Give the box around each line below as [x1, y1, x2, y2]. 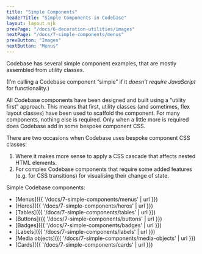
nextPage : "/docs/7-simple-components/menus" [6, 32, 124, 38]
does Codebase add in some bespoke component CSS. [6, 122, 146, 129]
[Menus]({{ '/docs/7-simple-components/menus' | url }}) [15, 195, 158, 203]
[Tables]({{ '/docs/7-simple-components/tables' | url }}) [15, 208, 156, 216]
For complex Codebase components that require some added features [15, 165, 192, 173]
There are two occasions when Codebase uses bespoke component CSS [6, 134, 190, 141]
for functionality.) [6, 84, 50, 92]
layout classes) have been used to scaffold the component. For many [6, 109, 180, 117]
